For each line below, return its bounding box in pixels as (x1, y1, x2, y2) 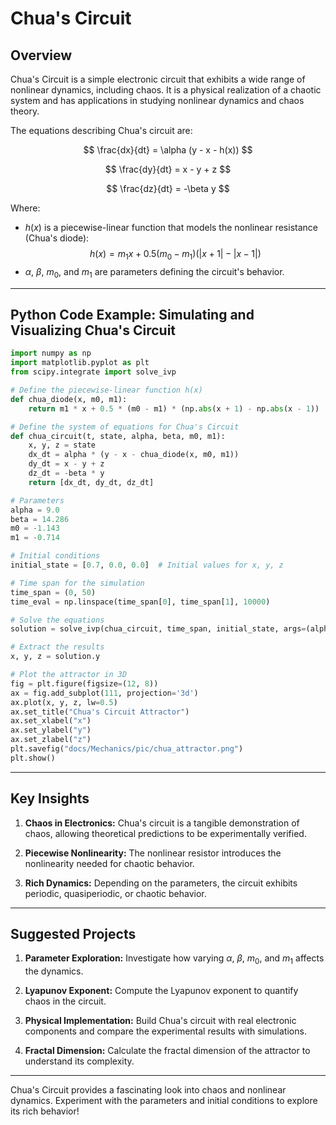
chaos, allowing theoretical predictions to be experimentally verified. (24, 827, 307, 839)
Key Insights (10, 790, 90, 807)
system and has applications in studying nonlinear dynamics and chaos (10, 95, 305, 106)
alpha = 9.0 (10, 505, 60, 515)
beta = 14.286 (10, 514, 70, 524)
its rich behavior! (10, 1105, 80, 1117)
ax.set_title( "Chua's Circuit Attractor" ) (10, 707, 190, 717)
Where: (10, 202, 41, 214)
